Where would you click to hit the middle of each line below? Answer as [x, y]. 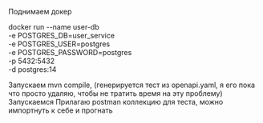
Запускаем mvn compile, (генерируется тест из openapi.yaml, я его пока [131, 85]
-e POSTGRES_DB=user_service [61, 36]
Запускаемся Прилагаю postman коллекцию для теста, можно [116, 102]
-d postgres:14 [32, 69]
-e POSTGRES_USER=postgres [59, 44]
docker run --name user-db [54, 27]
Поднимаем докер [40, 12]
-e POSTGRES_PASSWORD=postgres [70, 52]
